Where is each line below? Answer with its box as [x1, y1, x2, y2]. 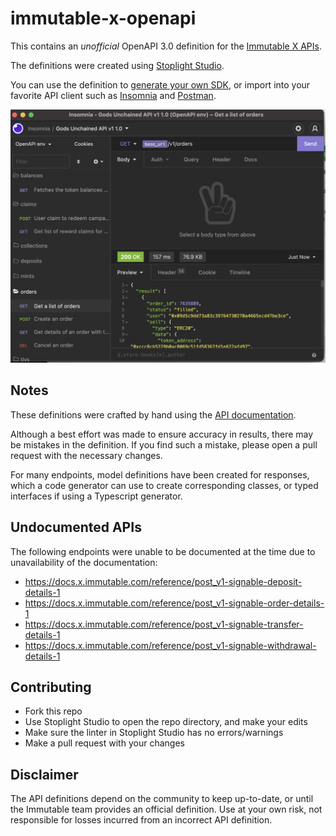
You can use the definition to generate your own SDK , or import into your [10, 78, 311, 91]
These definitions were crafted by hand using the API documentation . [10, 408, 297, 421]
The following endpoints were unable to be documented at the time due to [10, 545, 316, 557]
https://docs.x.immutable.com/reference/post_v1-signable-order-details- [24, 597, 325, 609]
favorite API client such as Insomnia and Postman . [10, 89, 217, 101]
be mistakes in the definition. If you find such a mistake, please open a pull [10, 438, 318, 451]
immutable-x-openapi [10, 7, 197, 30]
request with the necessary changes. [10, 449, 163, 461]
